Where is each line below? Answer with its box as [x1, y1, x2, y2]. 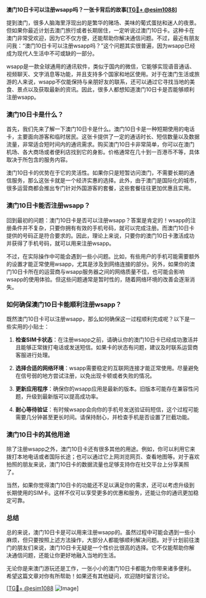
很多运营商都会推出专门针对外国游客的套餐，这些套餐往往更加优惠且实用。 [6, 184, 194, 192]
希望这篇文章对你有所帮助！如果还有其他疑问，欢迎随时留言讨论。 [6, 572, 173, 580]
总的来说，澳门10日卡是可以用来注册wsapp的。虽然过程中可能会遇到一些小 [6, 529, 196, 536]
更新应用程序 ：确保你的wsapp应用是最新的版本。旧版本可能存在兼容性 [15, 385, 194, 392]
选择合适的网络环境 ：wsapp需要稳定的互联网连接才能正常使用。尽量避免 [15, 364, 199, 371]
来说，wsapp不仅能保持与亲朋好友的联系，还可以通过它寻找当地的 [22, 78, 190, 85]
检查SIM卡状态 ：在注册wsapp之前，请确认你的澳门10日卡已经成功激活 [15, 336, 193, 343]
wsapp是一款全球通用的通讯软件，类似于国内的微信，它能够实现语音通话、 [6, 63, 195, 70]
